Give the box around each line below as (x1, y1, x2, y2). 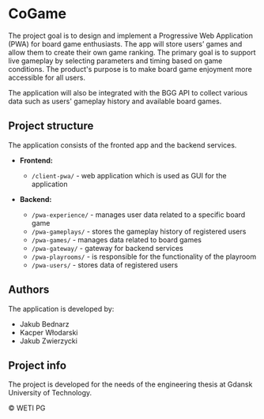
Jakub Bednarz (19, 319, 70, 328)
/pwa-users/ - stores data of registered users (31, 260, 179, 269)
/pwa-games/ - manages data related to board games (31, 234, 202, 245)
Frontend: (19, 155, 53, 165)
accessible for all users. (8, 73, 85, 82)
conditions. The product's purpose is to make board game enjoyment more (8, 64, 253, 73)
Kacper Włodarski (19, 327, 78, 337)
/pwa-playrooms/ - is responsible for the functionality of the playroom (31, 252, 257, 261)
